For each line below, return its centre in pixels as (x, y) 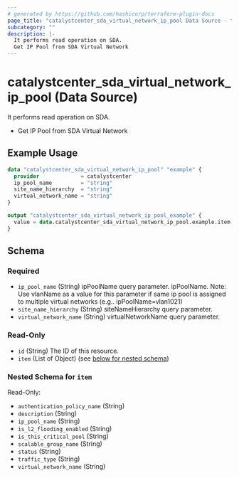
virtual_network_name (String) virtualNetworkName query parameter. (119, 317)
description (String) (47, 413)
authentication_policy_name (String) (71, 405)
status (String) (39, 451)
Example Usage (43, 153)
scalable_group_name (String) (60, 444)
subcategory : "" (31, 27)
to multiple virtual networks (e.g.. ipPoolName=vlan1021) (100, 302)
